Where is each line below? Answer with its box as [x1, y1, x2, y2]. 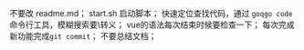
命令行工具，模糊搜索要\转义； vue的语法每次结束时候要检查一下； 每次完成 [9, 19, 295, 30]
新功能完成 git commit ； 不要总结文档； [9, 31, 157, 41]
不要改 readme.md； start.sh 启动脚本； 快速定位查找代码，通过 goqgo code [9, 8, 294, 18]
